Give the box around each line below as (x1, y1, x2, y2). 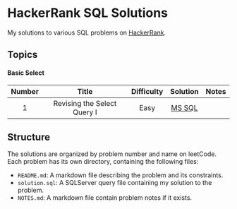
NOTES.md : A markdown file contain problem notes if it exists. (17, 193, 193, 202)
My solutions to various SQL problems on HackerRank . (7, 28, 166, 37)
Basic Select (7, 68, 44, 77)
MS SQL (171, 102, 198, 112)
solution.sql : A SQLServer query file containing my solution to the (17, 179, 212, 187)
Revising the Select (53, 98, 117, 108)
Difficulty (131, 86, 164, 96)
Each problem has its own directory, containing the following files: (7, 157, 199, 166)
